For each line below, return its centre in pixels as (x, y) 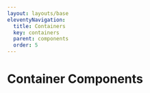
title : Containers (40, 26)
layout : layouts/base (38, 13)
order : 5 (26, 45)
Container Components (75, 79)
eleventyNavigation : (37, 20)
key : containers (36, 32)
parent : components (41, 39)
